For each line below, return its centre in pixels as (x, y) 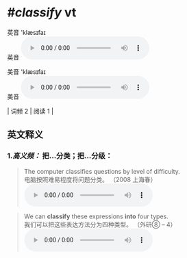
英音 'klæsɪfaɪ (26, 32)
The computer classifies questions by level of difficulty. (102, 171)
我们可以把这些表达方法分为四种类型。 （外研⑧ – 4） (100, 224)
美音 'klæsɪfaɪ (26, 72)
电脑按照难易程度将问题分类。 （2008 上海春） (90, 179)
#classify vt (42, 13)
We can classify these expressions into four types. (96, 216)
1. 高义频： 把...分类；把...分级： (60, 156)
